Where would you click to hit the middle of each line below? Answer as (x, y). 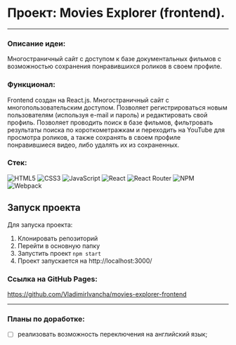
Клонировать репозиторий (58, 238)
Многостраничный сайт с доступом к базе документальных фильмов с (114, 59)
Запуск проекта (44, 208)
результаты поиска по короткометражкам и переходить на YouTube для (116, 130)
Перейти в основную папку (59, 246)
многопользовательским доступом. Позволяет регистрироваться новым (117, 108)
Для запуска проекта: (40, 224)
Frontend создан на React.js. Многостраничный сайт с (88, 100)
